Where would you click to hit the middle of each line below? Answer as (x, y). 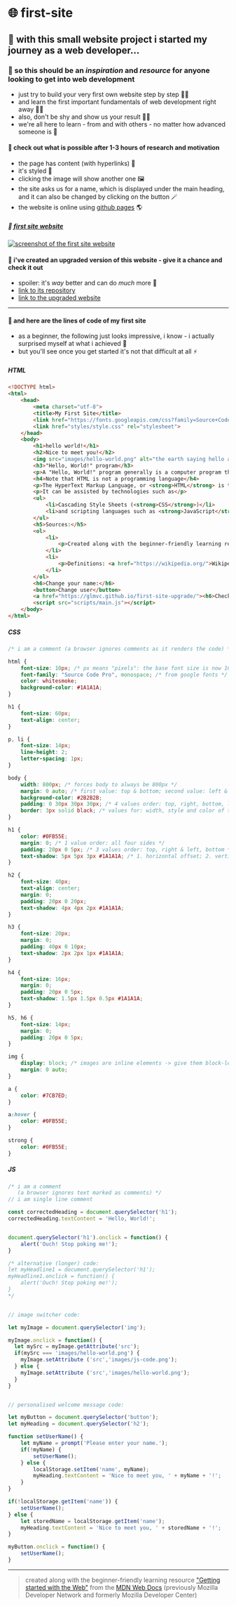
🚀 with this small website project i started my (107, 39)
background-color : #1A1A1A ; (61, 688)
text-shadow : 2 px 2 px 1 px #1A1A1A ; (72, 953)
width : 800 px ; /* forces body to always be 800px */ (99, 784)
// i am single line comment (50, 1200)
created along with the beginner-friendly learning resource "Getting (123, 1580)
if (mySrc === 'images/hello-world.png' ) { (77, 1353)
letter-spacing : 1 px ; (52, 759)
